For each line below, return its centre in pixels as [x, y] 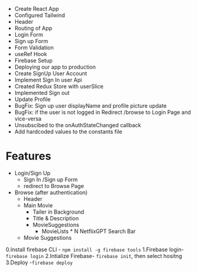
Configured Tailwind [40, 15]
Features [28, 156]
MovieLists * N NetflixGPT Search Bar [88, 231]
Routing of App [33, 28]
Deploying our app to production [55, 67]
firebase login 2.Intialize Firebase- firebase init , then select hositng [94, 256]
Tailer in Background [58, 212]
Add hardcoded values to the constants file [68, 131]
